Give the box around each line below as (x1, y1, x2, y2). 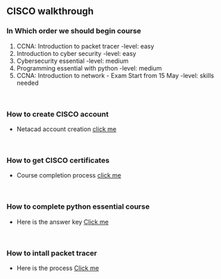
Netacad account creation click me (16, 124, 117, 133)
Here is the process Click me (16, 264, 100, 272)
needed (16, 79, 39, 87)
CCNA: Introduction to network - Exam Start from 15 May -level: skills (16, 71, 214, 79)
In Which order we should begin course (6, 26, 141, 36)
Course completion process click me (16, 171, 122, 180)
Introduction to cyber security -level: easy (16, 49, 136, 57)
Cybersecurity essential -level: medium (16, 57, 129, 65)
